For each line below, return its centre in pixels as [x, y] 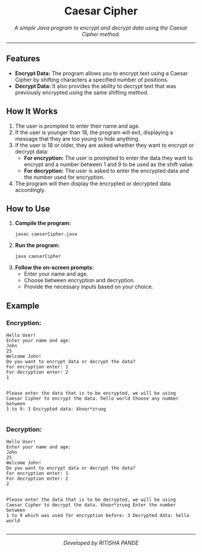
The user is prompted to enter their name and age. [77, 126]
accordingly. [30, 190]
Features [23, 59]
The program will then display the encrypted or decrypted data [93, 183]
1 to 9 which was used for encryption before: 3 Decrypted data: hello [98, 516]
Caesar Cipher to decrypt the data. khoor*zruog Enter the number [91, 505]
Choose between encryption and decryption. [79, 281]
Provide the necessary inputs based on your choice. [88, 287]
